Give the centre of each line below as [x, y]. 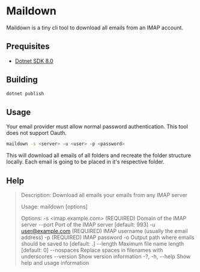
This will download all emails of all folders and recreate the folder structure [98, 155]
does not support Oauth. [37, 133]
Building [22, 80]
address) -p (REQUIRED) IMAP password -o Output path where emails [108, 237]
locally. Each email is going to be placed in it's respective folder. [85, 162]
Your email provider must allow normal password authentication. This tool [97, 126]
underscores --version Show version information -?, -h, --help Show [106, 256]
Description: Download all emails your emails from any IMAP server [104, 195]
